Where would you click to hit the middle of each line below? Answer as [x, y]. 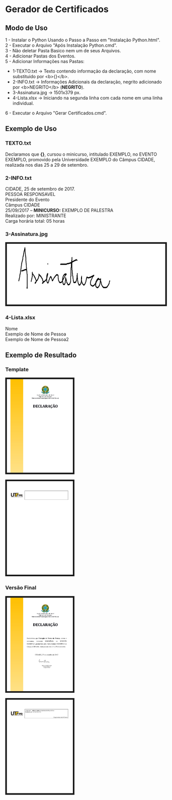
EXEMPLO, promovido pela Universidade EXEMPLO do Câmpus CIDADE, [80, 159]
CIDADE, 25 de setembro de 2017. [40, 189]
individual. [23, 103]
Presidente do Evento [27, 199]
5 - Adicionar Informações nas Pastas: [45, 61]
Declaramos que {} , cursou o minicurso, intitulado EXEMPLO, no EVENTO [81, 154]
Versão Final [21, 588]
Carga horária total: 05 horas [35, 221]
